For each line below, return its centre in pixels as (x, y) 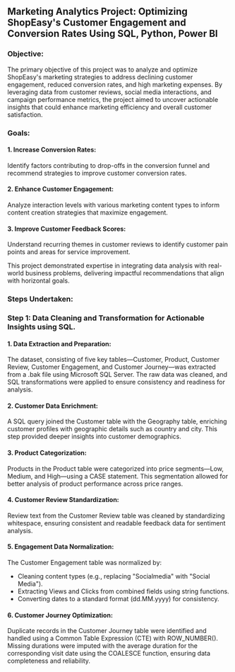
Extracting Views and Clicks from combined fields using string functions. (123, 591)
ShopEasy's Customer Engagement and (97, 23)
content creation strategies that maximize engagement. (88, 212)
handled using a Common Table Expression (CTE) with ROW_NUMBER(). (113, 638)
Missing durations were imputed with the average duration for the (102, 646)
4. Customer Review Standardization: (64, 500)
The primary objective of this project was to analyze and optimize (102, 69)
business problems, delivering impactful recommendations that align (125, 273)
